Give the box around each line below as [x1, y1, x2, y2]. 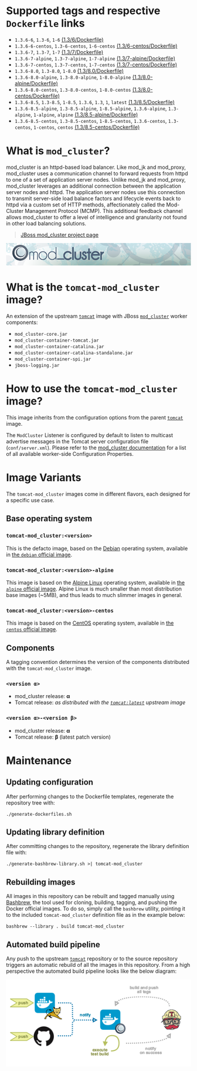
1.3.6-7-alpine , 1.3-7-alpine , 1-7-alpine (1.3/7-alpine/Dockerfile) [14, 55, 176, 62]
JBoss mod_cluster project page [20, 231, 98, 238]
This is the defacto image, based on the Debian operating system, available [6, 545, 188, 552]
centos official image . [6, 626, 57, 633]
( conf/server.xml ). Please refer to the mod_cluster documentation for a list [6, 444, 186, 451]
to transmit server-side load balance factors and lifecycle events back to [6, 195, 181, 202]
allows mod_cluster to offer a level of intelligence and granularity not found [6, 213, 187, 221]
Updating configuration [6, 778, 94, 788]
